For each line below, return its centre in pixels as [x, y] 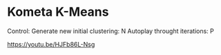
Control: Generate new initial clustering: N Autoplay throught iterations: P [110, 31]
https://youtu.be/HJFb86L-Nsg [51, 44]
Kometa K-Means [58, 12]
